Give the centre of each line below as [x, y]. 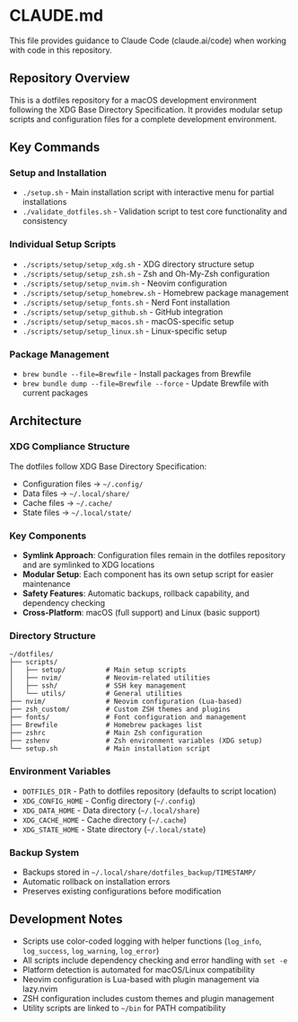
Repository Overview [70, 79]
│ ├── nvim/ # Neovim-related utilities [110, 678]
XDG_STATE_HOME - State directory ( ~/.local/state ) [114, 829]
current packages [55, 393]
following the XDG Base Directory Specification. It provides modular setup [146, 110]
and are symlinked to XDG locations [88, 565]
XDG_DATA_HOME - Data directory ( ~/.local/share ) [111, 810]
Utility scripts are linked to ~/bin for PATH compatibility [124, 1008]
